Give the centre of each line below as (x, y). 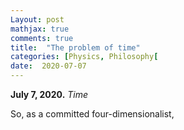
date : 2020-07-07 (48, 66)
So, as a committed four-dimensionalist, (92, 114)
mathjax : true (40, 29)
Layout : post (37, 19)
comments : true (42, 38)
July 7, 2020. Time (49, 94)
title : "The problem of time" (75, 47)
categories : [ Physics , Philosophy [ (84, 57)
